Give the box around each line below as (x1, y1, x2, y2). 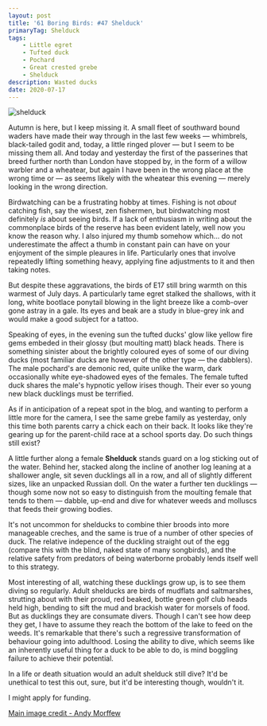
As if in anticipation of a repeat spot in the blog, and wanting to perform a (8, 404, 249, 414)
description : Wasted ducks (8, 78, 98, 86)
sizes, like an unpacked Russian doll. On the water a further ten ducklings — (8, 479, 257, 489)
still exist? (8, 439, 41, 448)
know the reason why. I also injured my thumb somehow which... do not (8, 232, 243, 241)
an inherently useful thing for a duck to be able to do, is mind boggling (8, 646, 238, 655)
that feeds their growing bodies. (8, 505, 113, 514)
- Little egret (22, 41, 73, 49)
